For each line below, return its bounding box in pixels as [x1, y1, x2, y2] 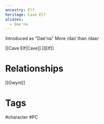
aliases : [5, 17, 24, 22]
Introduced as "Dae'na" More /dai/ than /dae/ [5, 35, 99, 42]
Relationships [5, 63, 64, 74]
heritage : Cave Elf [5, 12, 46, 17]
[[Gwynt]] [5, 79, 26, 86]
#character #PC [5, 114, 38, 120]
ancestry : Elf [5, 7, 35, 13]
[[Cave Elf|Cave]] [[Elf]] [5, 45, 54, 51]
